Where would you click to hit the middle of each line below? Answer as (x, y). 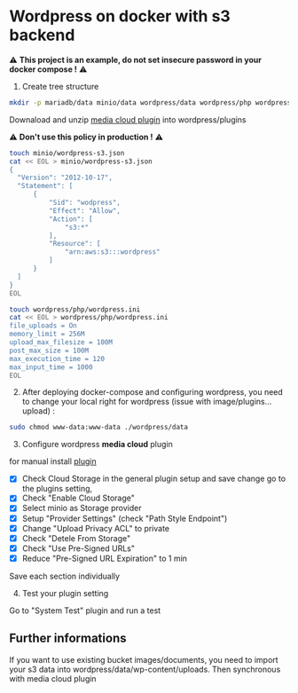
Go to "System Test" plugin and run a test (85, 610)
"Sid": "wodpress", (85, 203)
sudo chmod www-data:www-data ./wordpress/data (99, 428)
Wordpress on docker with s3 (120, 16)
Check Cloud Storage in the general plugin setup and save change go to (154, 479)
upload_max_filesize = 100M (61, 343)
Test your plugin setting (65, 593)
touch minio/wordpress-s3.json (67, 153)
